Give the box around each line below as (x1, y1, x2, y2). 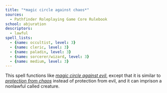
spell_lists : (5, 36, 33, 41)
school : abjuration (5, 21, 47, 27)
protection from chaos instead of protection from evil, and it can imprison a (5, 78, 162, 84)
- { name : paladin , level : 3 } (10, 49, 71, 54)
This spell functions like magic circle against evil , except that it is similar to (5, 72, 161, 78)
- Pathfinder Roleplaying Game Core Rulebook (10, 17, 108, 22)
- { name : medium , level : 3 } (10, 59, 69, 64)
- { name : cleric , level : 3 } (10, 45, 69, 50)
